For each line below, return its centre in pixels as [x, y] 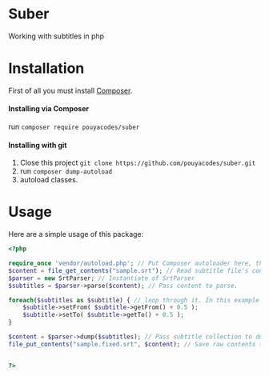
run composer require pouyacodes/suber [74, 127]
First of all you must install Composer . [70, 90]
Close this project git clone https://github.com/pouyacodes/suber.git [138, 163]
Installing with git [38, 145]
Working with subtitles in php [56, 36]
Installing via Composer [49, 109]
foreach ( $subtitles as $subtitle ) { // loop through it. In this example [134, 300]
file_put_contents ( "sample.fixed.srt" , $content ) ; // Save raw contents [132, 344]
